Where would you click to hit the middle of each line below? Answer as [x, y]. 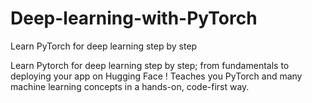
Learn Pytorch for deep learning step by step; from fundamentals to [150, 65]
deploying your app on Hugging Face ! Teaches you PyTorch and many [156, 76]
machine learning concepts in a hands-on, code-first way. [130, 86]
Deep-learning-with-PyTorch [134, 18]
